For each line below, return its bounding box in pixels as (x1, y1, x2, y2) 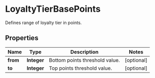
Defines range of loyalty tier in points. (5, 20, 82, 26)
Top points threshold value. (49, 65, 112, 72)
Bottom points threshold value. (49, 56, 120, 63)
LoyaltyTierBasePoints (5, 3, 101, 15)
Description (70, 48, 99, 55)
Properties (5, 34, 39, 42)
